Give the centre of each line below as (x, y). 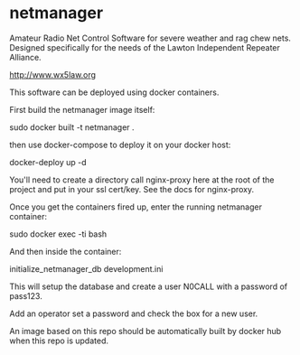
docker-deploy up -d (48, 162)
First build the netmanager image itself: (82, 109)
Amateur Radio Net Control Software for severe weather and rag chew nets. (150, 38)
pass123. (26, 295)
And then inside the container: (66, 251)
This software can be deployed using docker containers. (114, 92)
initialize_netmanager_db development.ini (86, 268)
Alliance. (26, 57)
